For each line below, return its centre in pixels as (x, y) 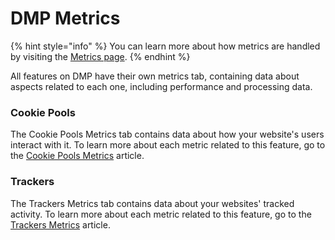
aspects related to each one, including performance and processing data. (161, 86)
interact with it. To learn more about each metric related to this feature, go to (168, 145)
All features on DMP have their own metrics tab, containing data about (155, 76)
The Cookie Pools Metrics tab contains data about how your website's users (167, 134)
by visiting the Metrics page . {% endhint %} (100, 56)
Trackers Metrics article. (60, 224)
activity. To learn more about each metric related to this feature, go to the (161, 214)
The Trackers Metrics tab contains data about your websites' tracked (152, 203)
